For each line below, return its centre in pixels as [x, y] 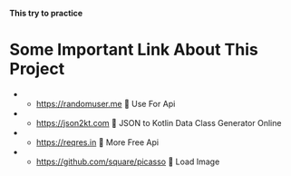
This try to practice [46, 13]
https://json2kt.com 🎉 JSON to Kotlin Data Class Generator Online [159, 122]
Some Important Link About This [134, 50]
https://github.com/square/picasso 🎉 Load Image [128, 161]
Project [37, 69]
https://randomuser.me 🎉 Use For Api [106, 103]
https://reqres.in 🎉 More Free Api [97, 142]
